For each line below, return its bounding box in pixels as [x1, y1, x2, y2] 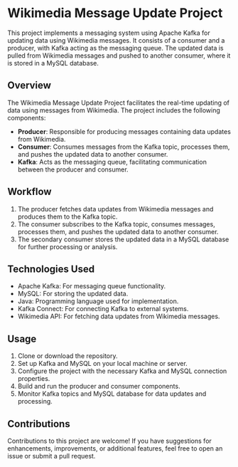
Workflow [7, 186, 52, 198]
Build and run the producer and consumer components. [17, 382, 180, 391]
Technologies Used [7, 263, 94, 275]
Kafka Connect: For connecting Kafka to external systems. [17, 305, 189, 313]
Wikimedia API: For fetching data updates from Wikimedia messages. [17, 312, 220, 321]
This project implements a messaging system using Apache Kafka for [7, 28, 211, 37]
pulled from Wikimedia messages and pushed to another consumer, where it [7, 51, 231, 60]
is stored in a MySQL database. [7, 58, 99, 67]
